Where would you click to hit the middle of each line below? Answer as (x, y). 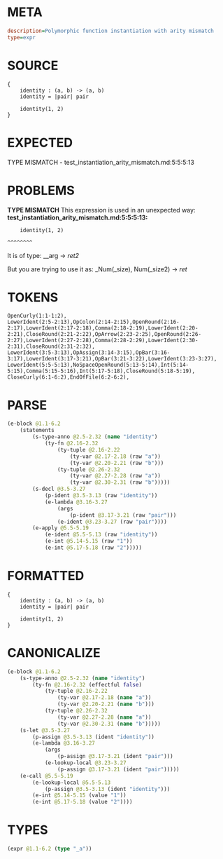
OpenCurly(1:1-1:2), (37, 316)
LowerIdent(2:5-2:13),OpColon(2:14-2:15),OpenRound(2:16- (93, 322)
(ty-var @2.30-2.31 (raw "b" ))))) (120, 482)
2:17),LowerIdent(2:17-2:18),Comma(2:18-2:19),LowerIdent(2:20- (103, 328)
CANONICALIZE (54, 653)
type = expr (22, 37)
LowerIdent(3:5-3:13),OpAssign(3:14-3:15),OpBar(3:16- (89, 353)
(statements (37, 431)
